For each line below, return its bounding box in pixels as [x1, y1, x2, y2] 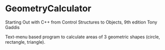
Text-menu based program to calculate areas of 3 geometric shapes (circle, [5, 34, 161, 40]
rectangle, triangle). [5, 39, 46, 45]
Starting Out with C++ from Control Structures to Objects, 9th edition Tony [5, 19, 158, 25]
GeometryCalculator [5, 3, 91, 14]
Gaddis [5, 24, 20, 30]
